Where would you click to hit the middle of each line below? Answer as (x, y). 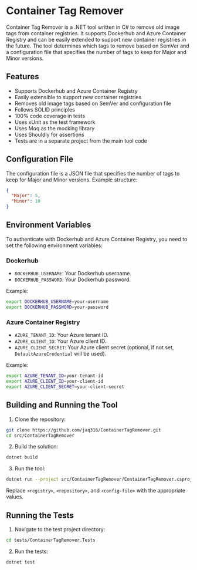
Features (23, 77)
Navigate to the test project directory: (60, 529)
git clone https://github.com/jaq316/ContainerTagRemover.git (84, 430)
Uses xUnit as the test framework (55, 122)
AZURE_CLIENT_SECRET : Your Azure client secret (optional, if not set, (94, 348)
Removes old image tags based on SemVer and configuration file (93, 103)
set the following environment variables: (55, 245)
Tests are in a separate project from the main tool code (81, 141)
